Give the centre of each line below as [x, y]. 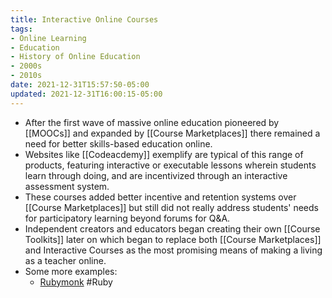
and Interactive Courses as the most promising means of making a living [173, 250]
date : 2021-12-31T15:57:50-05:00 [80, 85]
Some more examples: [71, 271]
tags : [21, 29]
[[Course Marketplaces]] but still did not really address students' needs [171, 207]
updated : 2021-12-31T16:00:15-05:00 [86, 94]
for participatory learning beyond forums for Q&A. [127, 218]
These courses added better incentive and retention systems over [160, 197]
